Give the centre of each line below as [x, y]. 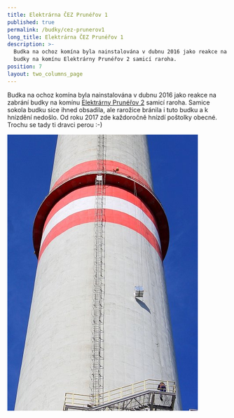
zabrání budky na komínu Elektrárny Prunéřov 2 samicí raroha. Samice [109, 102]
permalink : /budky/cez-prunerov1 [56, 29]
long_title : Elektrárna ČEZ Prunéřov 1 [66, 37]
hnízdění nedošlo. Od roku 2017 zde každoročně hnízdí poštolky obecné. [112, 117]
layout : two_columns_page [45, 74]
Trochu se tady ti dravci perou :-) [55, 124]
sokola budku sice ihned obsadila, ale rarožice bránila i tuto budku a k [108, 109]
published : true [31, 22]
